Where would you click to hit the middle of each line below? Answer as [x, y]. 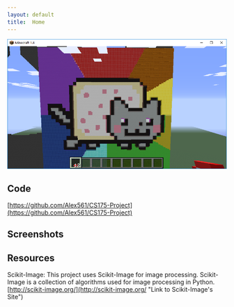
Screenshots [36, 234]
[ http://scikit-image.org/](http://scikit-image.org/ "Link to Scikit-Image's [110, 290]
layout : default [31, 15]
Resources [31, 258]
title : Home [26, 22]
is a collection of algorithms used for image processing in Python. [121, 282]
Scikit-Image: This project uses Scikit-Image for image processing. [103, 275]
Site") [15, 297]
